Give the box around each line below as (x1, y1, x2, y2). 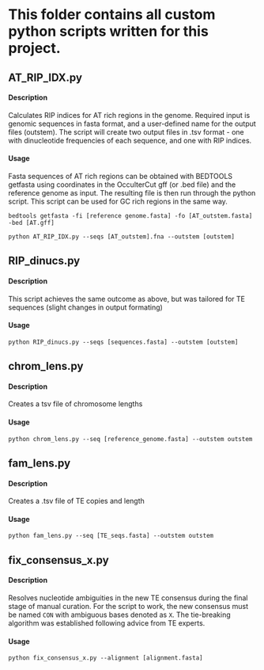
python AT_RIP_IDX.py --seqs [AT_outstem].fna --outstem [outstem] (8, 232, 236, 241)
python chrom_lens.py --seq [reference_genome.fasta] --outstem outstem (8, 435, 253, 443)
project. (8, 40, 61, 57)
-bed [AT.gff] (8, 219, 55, 227)
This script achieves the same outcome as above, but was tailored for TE (8, 294, 245, 303)
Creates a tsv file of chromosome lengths (8, 399, 143, 409)
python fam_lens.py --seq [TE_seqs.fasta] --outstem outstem (8, 532, 214, 540)
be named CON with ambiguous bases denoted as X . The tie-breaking (8, 610, 231, 619)
